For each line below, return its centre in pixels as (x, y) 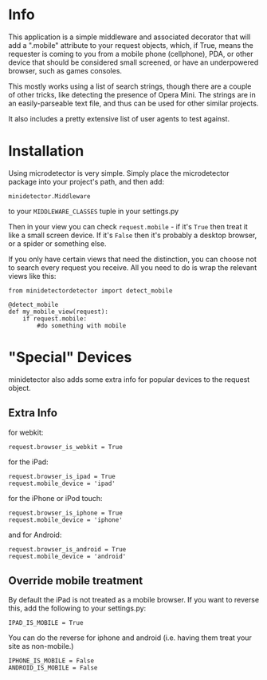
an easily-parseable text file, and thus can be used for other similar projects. (133, 103)
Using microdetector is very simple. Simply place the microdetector (119, 173)
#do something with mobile (82, 325)
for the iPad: (29, 462)
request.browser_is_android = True (67, 549)
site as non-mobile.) (41, 646)
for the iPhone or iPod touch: (55, 498)
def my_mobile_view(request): (59, 312)
